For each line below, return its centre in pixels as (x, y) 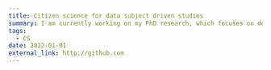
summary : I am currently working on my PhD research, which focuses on (131, 23)
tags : (17, 31)
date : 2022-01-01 (38, 46)
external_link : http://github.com (67, 53)
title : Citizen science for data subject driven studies (106, 16)
